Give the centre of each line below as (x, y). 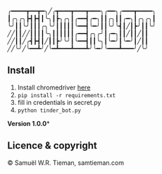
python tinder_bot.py (49, 110)
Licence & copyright (52, 145)
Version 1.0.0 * (29, 123)
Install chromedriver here (54, 87)
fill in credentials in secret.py (59, 102)
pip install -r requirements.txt (67, 95)
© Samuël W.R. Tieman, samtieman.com (66, 163)
